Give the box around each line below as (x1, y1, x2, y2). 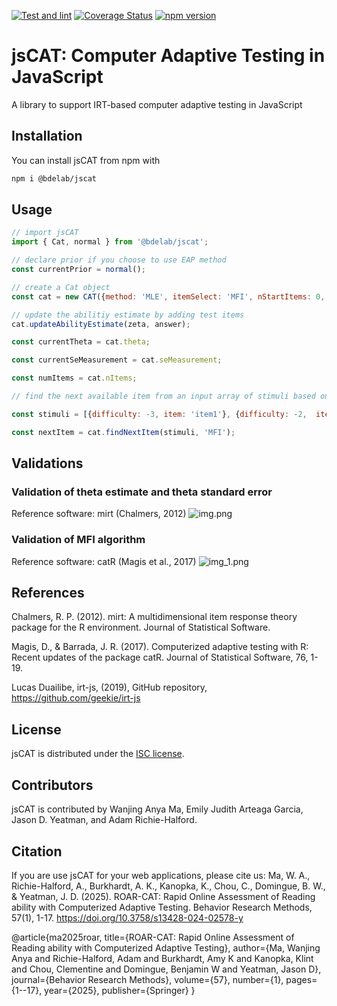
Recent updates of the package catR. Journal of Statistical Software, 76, (11, 651, 309, 664)
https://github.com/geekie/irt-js (11, 692, 141, 704)
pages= (285, 973, 318, 985)
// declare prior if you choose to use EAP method (11, 255, 227, 265)
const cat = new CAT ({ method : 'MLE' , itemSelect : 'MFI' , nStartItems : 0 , (11, 291, 326, 302)
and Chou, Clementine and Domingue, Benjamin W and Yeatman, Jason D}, (11, 963, 322, 975)
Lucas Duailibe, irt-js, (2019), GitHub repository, (11, 681, 208, 694)
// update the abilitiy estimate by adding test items (11, 310, 245, 320)
